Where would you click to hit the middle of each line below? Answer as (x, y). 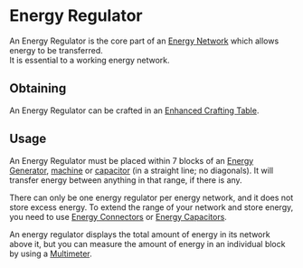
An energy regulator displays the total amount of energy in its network (140, 234)
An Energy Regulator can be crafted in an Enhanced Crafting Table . (134, 110)
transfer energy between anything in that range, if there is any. (126, 180)
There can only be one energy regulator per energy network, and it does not (151, 197)
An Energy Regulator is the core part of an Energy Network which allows (144, 41)
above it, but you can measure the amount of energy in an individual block (147, 244)
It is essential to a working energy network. (90, 60)
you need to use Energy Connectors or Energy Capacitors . (118, 216)
